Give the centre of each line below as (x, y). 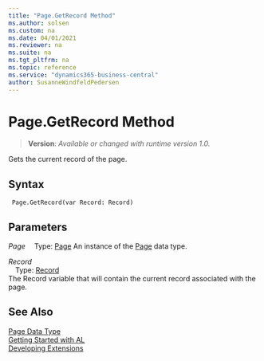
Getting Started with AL (47, 339)
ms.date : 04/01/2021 (43, 38)
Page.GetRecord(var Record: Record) (73, 203)
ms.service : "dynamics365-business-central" (83, 75)
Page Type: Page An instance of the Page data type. (98, 246)
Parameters (38, 227)
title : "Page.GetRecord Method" (62, 16)
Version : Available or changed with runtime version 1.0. (119, 143)
